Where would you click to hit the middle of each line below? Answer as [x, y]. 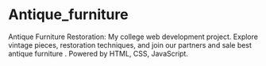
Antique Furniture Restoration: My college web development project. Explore [133, 37]
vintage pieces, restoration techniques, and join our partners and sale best [130, 45]
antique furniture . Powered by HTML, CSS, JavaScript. [98, 53]
